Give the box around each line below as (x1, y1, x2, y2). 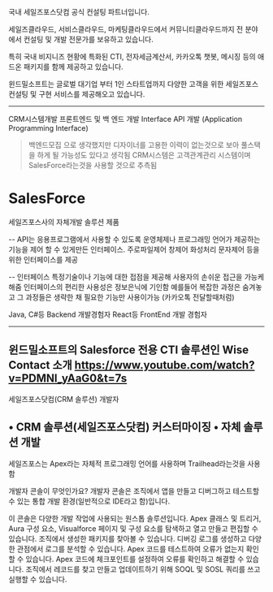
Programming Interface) (8, 123, 89, 132)
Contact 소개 (8, 358, 73, 372)
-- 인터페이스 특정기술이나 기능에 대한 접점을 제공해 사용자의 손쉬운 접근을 (8, 271, 243, 282)
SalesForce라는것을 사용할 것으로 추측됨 (28, 161, 158, 170)
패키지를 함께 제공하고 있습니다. (23, 62, 123, 71)
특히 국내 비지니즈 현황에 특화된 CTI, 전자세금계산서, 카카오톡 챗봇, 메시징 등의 (8, 52, 256, 61)
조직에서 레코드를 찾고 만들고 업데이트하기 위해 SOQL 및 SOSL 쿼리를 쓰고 (25, 564, 261, 574)
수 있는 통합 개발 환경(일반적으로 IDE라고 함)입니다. (8, 496, 171, 506)
